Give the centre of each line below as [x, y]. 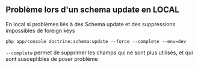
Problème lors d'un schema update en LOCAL [93, 10]
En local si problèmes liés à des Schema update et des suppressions [91, 24]
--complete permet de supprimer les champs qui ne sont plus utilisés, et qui [99, 52]
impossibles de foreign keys [40, 30]
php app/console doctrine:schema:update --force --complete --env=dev [96, 41]
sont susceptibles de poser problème [52, 58]
